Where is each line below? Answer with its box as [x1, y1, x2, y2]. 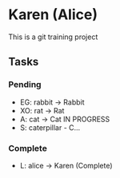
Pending [8, 79, 42, 90]
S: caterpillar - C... [19, 122, 81, 133]
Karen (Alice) [8, 6, 98, 24]
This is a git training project [8, 32, 98, 42]
